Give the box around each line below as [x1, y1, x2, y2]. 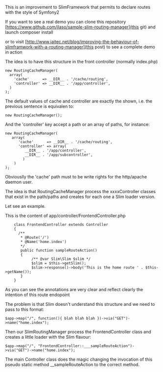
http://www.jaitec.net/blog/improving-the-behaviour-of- [26, 39, 140, 45]
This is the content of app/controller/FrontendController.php [5, 213, 126, 219]
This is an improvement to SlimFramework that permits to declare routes [5, 4, 151, 10]
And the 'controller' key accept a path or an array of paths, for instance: [5, 122, 150, 127]
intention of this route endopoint [5, 292, 70, 298]
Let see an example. [5, 203, 46, 209]
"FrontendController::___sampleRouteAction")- [38, 344, 135, 348]
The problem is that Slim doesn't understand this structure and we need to [5, 301, 155, 307]
